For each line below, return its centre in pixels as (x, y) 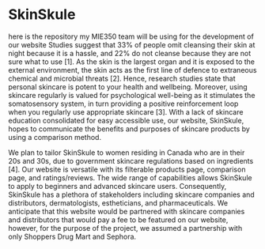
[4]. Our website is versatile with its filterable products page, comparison (127, 169)
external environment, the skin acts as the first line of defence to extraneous (132, 70)
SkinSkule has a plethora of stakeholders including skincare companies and (131, 194)
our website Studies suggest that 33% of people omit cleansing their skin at (132, 44)
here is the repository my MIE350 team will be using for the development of (131, 36)
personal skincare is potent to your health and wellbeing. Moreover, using (128, 87)
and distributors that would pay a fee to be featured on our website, (118, 220)
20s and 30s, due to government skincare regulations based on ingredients (131, 160)
